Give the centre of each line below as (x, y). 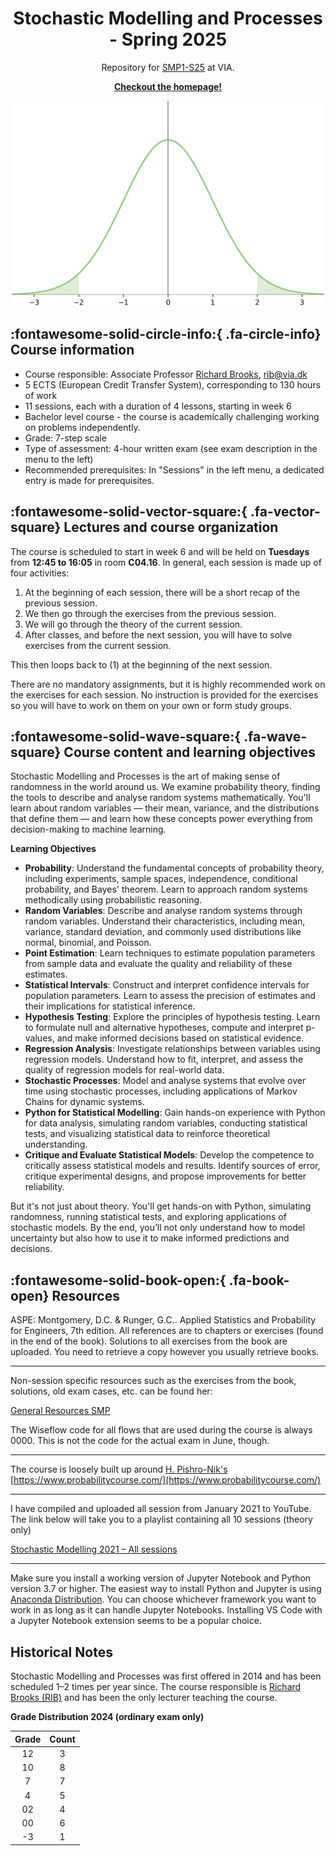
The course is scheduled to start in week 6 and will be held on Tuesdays (160, 551)
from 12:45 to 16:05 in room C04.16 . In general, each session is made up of (166, 562)
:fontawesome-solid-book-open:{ (118, 1280)
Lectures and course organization (171, 527)
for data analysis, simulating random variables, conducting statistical (166, 1123)
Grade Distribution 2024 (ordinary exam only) (107, 1717)
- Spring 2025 (168, 39)
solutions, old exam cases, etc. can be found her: (111, 1391)
